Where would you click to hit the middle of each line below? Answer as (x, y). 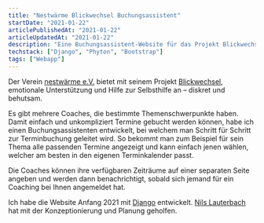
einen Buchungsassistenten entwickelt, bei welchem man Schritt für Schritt (130, 130)
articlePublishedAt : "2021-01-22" (65, 30)
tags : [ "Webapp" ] (37, 60)
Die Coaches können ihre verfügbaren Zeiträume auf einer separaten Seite (129, 170)
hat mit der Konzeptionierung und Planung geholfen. (93, 210)
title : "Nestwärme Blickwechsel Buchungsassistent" (94, 15)
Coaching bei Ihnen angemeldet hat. (67, 187)
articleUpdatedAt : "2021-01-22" (61, 37)
